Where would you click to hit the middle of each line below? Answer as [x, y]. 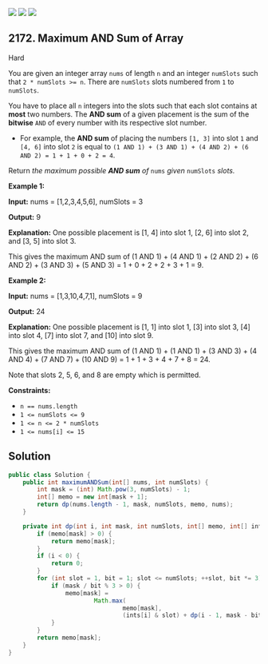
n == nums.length [49, 406]
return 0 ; [67, 563]
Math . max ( [110, 600]
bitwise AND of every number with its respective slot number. [108, 122]
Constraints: [30, 390]
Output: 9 [25, 217]
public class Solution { [49, 475]
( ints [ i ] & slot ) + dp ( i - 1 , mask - [185, 615]
